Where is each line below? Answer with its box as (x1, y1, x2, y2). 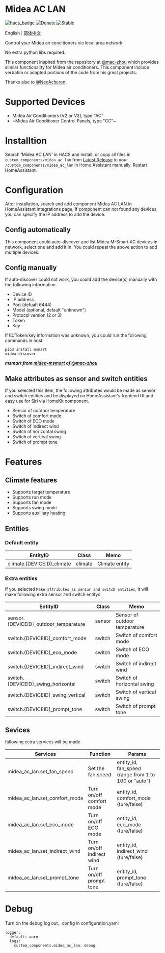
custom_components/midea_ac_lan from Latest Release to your (5, 156, 129, 162)
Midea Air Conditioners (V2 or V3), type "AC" (12, 113, 104, 118)
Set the (88, 765, 105, 772)
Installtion (5, 135, 47, 147)
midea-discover (5, 351, 36, 356)
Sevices (5, 725, 30, 734)
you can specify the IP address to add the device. (5, 211, 106, 217)
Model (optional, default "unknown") (12, 307, 86, 313)
